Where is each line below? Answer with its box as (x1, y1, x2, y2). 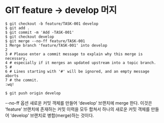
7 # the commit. (5, 77, 39, 82)
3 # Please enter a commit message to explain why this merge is (5, 52, 143, 57)
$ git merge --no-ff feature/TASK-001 (5, 38, 85, 44)
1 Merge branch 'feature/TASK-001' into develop (5, 43, 108, 48)
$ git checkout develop (5, 34, 55, 39)
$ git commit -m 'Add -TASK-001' (5, 30, 74, 35)
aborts (5, 73, 19, 78)
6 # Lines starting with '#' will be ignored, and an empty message (5, 69, 150, 74)
